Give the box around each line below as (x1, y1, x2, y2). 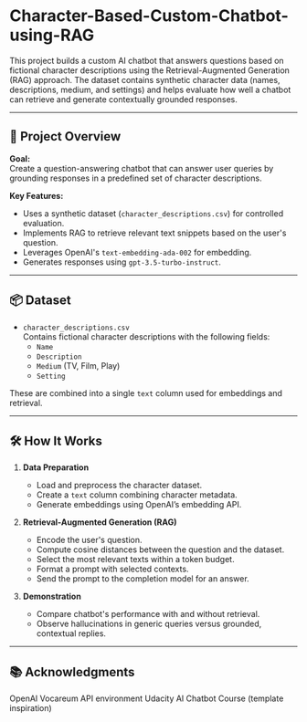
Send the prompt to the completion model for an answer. (36, 573, 249, 584)
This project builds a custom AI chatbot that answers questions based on (9, 55, 285, 66)
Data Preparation (22, 462, 90, 473)
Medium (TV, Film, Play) (36, 360, 121, 371)
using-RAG (9, 25, 95, 46)
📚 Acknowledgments (9, 664, 135, 680)
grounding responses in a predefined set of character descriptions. (9, 173, 262, 183)
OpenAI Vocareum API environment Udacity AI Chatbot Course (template (9, 693, 284, 704)
